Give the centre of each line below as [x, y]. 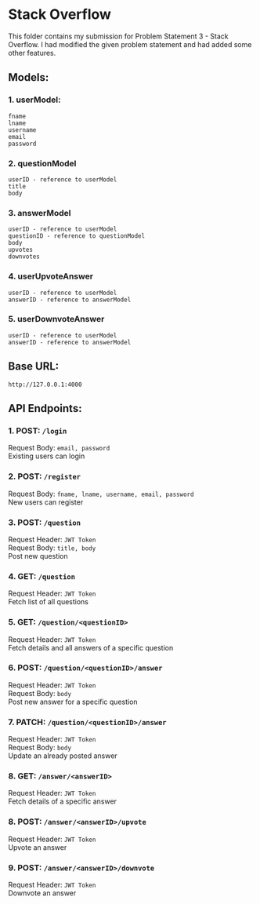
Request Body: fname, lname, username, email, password [101, 494]
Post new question [38, 556]
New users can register [46, 502]
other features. [32, 53]
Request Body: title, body [52, 548]
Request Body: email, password [59, 448]
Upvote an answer [38, 847]
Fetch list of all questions [48, 602]
